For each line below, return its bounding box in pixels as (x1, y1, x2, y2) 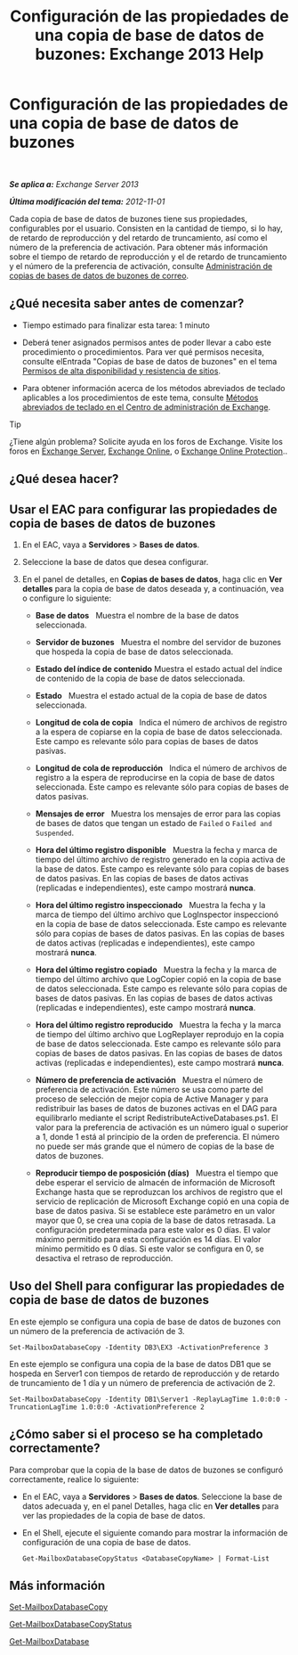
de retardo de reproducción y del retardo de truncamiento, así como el (9, 232, 268, 242)
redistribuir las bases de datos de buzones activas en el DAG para (35, 1102, 278, 1113)
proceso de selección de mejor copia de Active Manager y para (35, 1094, 269, 1104)
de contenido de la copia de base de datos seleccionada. (35, 673, 246, 684)
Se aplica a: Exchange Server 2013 (9, 178, 140, 189)
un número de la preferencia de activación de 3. (9, 1325, 185, 1336)
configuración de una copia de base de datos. (21, 1536, 191, 1547)
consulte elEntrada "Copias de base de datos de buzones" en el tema (21, 356, 278, 366)
